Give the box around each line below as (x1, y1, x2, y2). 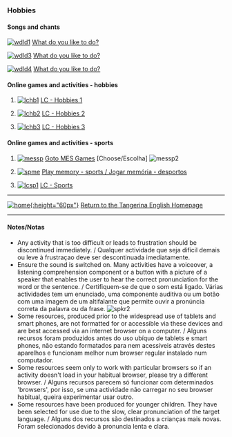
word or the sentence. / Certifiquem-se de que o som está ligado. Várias (17, 282, 223, 290)
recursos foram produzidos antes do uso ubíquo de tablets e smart (17, 334, 208, 342)
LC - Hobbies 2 (41, 109, 85, 118)
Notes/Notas (7, 223, 45, 232)
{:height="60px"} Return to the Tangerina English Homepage (30, 201, 204, 209)
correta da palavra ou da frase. (17, 304, 106, 313)
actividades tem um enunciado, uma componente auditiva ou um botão (17, 290, 220, 298)
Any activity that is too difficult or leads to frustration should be (17, 238, 197, 247)
